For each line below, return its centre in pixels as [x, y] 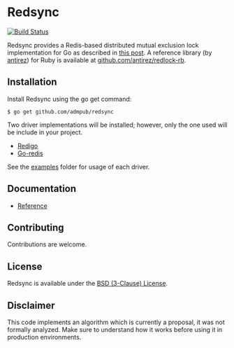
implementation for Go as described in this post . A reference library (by [110, 53]
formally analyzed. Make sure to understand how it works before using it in [115, 329]
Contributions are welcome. [47, 244]
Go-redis [30, 153]
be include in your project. [45, 132]
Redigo [28, 146]
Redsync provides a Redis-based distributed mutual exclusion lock [103, 45]
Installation [32, 82]
